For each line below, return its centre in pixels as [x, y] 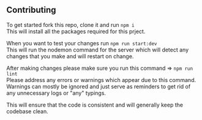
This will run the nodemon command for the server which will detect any [98, 50]
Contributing [31, 10]
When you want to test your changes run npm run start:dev [82, 43]
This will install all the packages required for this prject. [76, 31]
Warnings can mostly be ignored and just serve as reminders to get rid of [99, 86]
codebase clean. [28, 111]
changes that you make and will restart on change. [70, 56]
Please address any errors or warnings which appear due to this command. [101, 80]
